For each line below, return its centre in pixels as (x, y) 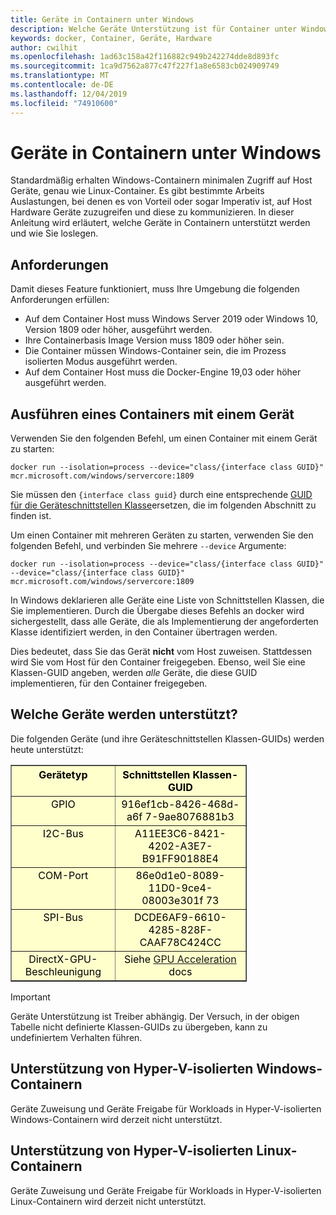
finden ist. (31, 516)
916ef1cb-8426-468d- (180, 804)
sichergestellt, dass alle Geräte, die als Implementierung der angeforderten (164, 622)
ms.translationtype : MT (60, 76)
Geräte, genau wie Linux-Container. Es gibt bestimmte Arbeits (137, 191)
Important (30, 997)
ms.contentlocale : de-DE (62, 85)
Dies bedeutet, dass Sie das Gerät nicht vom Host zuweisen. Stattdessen (161, 652)
